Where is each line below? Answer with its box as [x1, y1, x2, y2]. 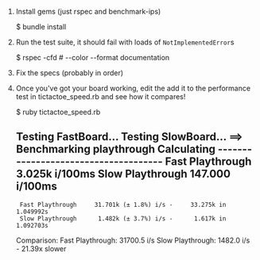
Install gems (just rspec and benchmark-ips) [15, 7, 161, 16]
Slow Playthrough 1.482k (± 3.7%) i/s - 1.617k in [19, 214, 227, 223]
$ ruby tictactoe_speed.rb [15, 107, 101, 117]
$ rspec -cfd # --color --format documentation [15, 53, 170, 62]
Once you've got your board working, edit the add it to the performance [15, 83, 251, 93]
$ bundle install [15, 22, 67, 31]
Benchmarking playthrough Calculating [15, 143, 216, 156]
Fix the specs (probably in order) [15, 68, 124, 78]
